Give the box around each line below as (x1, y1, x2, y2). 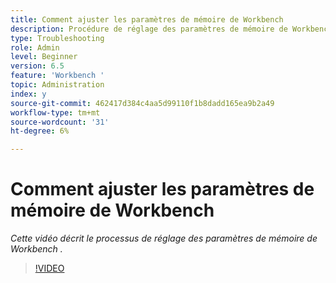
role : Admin (10, 42, 60, 53)
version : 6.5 (10, 61, 65, 71)
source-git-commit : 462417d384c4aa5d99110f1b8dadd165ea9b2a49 (10, 98, 275, 108)
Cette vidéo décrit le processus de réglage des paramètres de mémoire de (10, 232, 318, 245)
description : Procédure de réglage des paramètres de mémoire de (10, 24, 288, 34)
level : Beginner (10, 52, 78, 62)
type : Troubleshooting (10, 33, 105, 43)
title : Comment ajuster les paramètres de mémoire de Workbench (10, 14, 284, 25)
